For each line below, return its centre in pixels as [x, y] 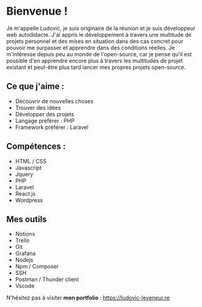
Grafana [25, 253]
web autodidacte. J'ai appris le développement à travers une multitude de [99, 34]
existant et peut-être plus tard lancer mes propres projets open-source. [96, 67]
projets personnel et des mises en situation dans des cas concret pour [95, 41]
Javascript [28, 168]
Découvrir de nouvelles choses [54, 101]
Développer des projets [45, 114]
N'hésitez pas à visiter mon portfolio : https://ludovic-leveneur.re [88, 298]
